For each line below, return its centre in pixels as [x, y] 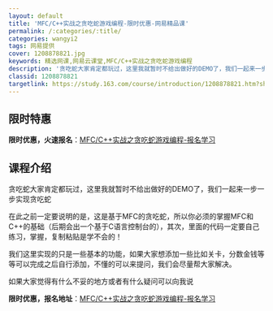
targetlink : [28, 84]
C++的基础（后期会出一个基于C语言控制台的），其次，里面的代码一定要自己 [134, 227]
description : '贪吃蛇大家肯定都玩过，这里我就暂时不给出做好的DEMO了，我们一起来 [132, 69]
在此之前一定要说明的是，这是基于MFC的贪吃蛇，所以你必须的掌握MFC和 [131, 217]
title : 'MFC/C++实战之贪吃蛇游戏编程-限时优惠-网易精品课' [99, 24]
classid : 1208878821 [43, 76]
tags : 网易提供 [32, 46]
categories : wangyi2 [43, 39]
